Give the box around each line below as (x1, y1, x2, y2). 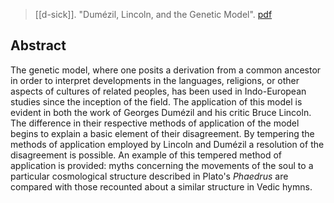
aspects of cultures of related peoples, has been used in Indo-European (10, 85, 307, 97)
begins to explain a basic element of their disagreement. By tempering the (10, 127, 315, 139)
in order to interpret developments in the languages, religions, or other (10, 74, 300, 86)
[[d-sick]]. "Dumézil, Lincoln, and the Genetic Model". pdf (34, 9, 273, 20)
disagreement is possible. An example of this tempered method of (10, 149, 283, 161)
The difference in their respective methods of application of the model (10, 117, 300, 129)
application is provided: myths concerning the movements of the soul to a (10, 159, 314, 171)
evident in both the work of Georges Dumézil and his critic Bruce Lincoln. (10, 106, 312, 118)
